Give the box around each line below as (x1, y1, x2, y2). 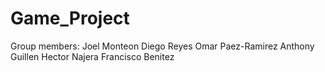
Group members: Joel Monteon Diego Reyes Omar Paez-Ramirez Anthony (10, 40, 315, 52)
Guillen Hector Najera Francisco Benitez (10, 50, 175, 62)
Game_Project (10, 7, 130, 30)
